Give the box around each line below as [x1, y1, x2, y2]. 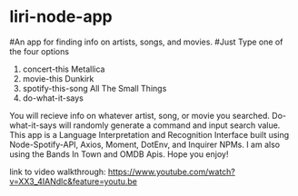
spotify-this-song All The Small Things [22, 83, 167, 93]
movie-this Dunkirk [22, 73, 94, 83]
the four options [9, 45, 70, 56]
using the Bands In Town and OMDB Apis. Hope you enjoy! [9, 148, 229, 160]
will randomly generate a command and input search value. [58, 120, 281, 131]
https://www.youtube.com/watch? [107, 166, 236, 177]
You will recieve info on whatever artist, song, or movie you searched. [9, 110, 271, 121]
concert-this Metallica [22, 64, 105, 74]
